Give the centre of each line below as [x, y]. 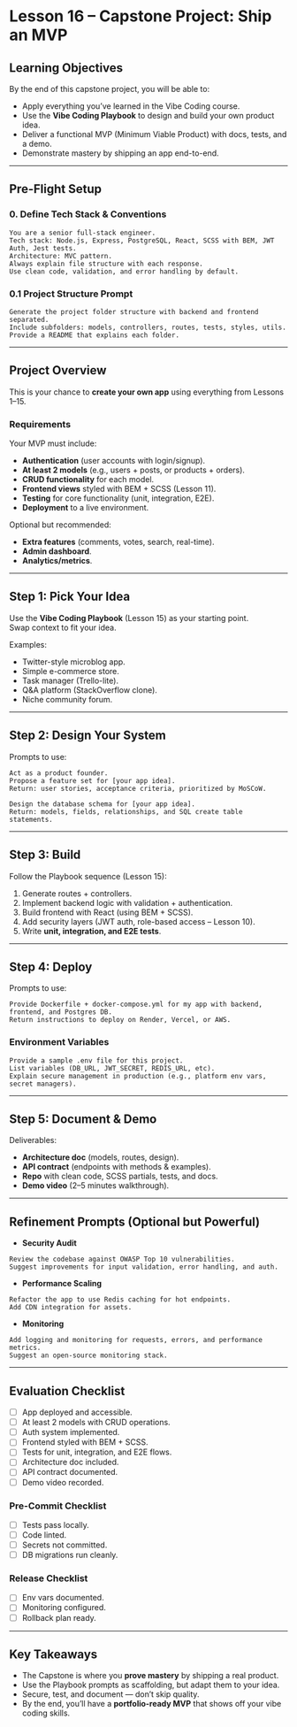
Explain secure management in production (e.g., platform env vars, [138, 1076]
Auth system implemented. [71, 1432]
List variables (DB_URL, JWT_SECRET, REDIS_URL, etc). [112, 1068]
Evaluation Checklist [67, 1391]
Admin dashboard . [57, 551]
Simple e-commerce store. [70, 671]
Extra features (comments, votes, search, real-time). [118, 542]
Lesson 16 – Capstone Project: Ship [141, 16]
